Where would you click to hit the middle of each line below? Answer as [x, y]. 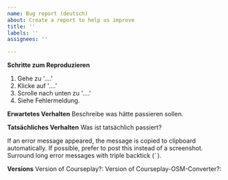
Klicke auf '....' [37, 86]
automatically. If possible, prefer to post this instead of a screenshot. [105, 148]
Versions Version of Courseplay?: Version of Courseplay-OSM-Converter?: [114, 169]
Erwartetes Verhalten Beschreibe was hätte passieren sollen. [95, 114]
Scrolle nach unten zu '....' [54, 93]
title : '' [21, 26]
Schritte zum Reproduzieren [49, 65]
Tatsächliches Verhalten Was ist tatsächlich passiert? [85, 127]
